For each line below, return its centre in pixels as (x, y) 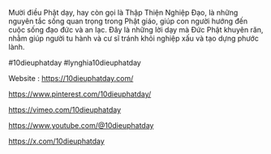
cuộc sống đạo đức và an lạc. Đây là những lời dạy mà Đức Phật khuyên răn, (136, 30)
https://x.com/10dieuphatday (57, 141)
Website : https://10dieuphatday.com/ (71, 78)
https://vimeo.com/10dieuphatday (65, 110)
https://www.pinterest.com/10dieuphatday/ (80, 94)
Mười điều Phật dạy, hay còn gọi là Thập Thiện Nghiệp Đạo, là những (123, 13)
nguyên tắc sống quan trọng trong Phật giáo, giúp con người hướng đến (128, 21)
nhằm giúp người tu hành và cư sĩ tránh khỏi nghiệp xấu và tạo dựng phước (134, 38)
